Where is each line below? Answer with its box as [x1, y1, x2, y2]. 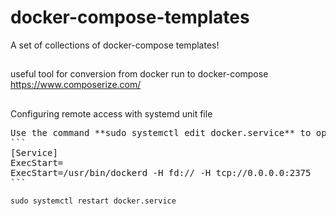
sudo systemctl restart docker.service [10, 196, 177, 206]
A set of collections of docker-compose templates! [10, 39, 220, 51]
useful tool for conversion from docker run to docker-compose [10, 68, 269, 80]
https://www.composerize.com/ [10, 79, 142, 91]
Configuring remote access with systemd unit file [10, 107, 213, 120]
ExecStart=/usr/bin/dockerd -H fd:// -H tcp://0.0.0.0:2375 [10, 167, 312, 178]
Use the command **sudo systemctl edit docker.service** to [10, 127, 312, 138]
